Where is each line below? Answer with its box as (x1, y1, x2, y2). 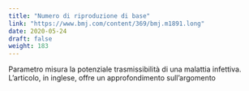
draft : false (8, 34, 53, 43)
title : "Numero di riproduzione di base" (8, 11, 151, 20)
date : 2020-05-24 (8, 27, 67, 35)
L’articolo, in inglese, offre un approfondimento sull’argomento (8, 73, 217, 83)
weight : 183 (8, 42, 49, 50)
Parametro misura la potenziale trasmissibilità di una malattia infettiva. (8, 64, 242, 74)
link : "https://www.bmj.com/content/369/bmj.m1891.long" (8, 19, 205, 28)
